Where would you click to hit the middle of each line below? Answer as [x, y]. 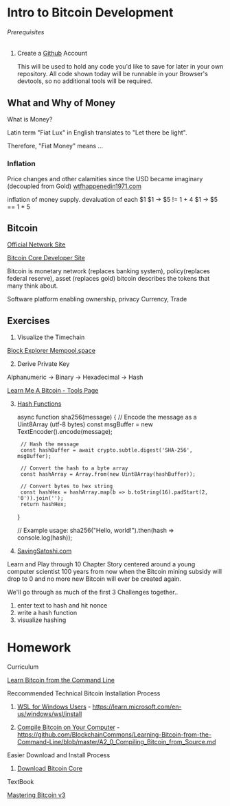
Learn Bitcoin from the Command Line [61, 680]
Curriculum [23, 667]
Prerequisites [26, 32]
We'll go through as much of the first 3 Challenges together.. [93, 592]
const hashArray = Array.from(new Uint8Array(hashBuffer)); [108, 474]
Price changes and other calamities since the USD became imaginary [105, 179]
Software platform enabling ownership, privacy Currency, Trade [97, 299]
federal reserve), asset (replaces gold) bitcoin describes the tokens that [108, 279]
